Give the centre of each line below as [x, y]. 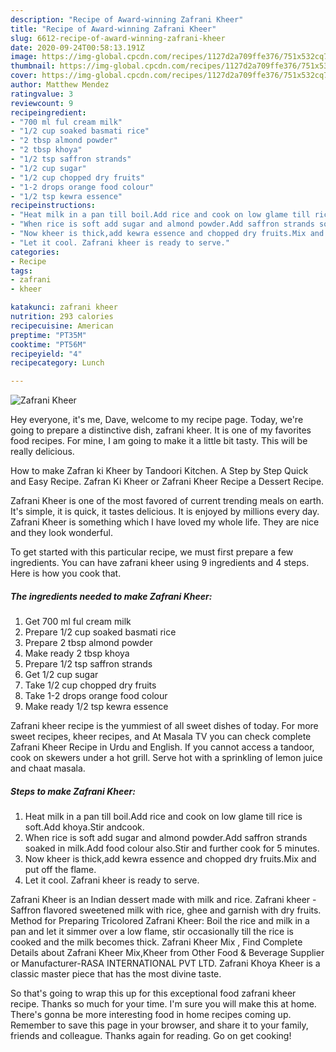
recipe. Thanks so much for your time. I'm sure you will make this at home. [163, 1004]
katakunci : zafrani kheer [64, 307]
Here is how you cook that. [66, 573]
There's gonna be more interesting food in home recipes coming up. [151, 1015]
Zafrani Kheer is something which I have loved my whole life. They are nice [165, 522]
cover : [24, 76]
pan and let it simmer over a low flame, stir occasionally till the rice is [152, 932]
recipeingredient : [48, 112]
